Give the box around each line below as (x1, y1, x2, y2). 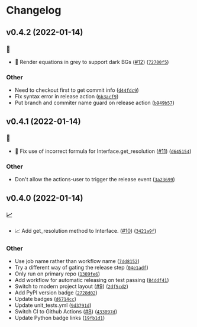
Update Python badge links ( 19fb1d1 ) (14, 315, 105, 322)
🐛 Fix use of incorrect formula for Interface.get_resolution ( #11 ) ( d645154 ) (14, 148, 192, 155)
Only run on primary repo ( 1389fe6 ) (14, 270, 101, 277)
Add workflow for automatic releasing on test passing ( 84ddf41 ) (14, 277, 170, 284)
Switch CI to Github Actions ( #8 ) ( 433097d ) (14, 308, 118, 315)
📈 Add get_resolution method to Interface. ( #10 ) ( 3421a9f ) (14, 227, 157, 234)
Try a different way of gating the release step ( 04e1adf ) (14, 264, 149, 271)
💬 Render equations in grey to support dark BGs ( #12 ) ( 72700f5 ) (14, 58, 169, 65)
